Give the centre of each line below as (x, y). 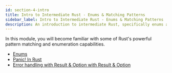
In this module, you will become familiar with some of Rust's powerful (79, 39)
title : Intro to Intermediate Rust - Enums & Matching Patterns (75, 15)
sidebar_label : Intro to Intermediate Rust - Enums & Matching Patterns (84, 19)
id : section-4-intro (27, 10)
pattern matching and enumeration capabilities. (55, 44)
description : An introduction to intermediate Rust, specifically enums (84, 24)
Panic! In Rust (27, 60)
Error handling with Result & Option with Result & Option (72, 65)
